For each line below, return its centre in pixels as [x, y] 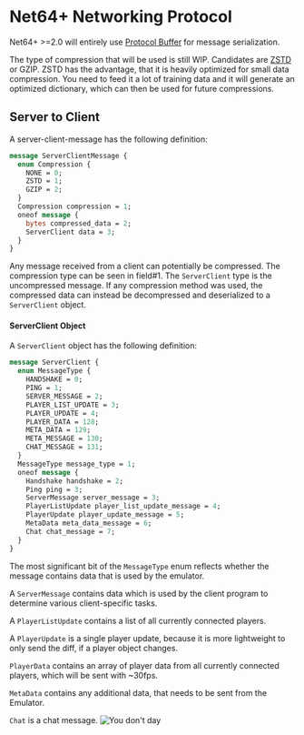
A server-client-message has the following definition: [109, 139]
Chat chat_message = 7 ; [71, 531]
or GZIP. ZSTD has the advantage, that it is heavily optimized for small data [149, 69]
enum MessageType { [54, 371]
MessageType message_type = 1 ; [77, 464]
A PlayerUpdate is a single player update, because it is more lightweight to [147, 638]
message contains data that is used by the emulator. [107, 576]
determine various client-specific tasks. [83, 603]
